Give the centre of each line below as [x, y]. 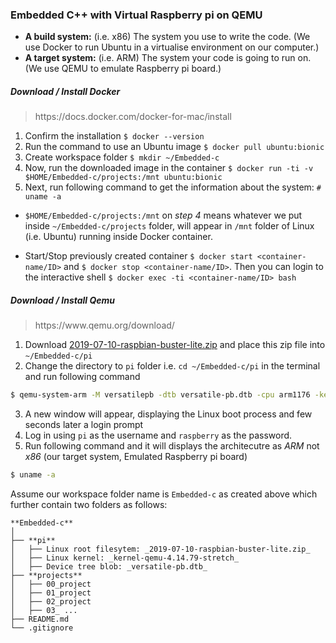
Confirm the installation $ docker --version [114, 136]
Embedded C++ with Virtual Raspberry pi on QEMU [136, 15]
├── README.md [40, 619]
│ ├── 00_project [51, 584]
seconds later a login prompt [84, 425]
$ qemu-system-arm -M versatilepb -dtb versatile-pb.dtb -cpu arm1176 [160, 395]
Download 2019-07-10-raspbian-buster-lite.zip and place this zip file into [175, 345]
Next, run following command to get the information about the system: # [173, 187]
